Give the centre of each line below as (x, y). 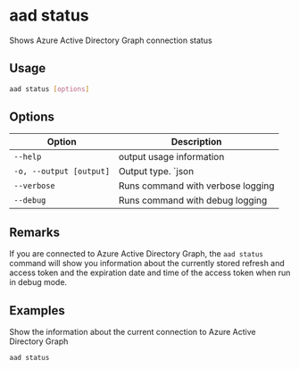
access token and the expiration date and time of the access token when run (150, 273)
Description (196, 142)
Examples (37, 310)
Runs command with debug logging (193, 200)
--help (28, 157)
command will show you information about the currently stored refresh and (147, 264)
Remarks (35, 232)
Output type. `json (156, 172)
